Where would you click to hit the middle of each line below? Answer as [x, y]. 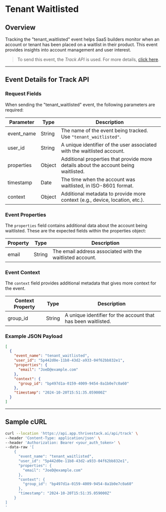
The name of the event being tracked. [104, 130]
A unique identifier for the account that [110, 315]
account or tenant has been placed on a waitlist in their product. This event [82, 45]
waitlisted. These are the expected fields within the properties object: [76, 230]
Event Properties [26, 215]
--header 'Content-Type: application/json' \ [53, 438]
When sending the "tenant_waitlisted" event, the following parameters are [80, 105]
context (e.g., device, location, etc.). [103, 200]
